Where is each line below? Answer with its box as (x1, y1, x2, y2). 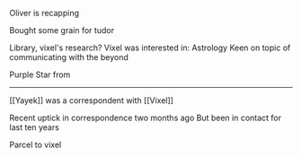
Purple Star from (9, 69, 71, 80)
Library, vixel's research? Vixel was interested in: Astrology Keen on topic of (9, 42, 291, 53)
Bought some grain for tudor (9, 25, 115, 35)
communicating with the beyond (9, 52, 129, 62)
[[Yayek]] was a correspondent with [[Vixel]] (9, 95, 173, 106)
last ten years (9, 122, 60, 133)
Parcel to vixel (9, 139, 62, 150)
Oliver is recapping (9, 8, 79, 18)
